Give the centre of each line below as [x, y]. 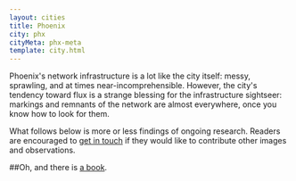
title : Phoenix [37, 26]
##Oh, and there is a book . [58, 168]
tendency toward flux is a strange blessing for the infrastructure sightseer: [146, 95]
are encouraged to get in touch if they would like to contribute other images [148, 141]
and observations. [42, 150]
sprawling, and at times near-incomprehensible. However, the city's [133, 86]
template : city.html [48, 51]
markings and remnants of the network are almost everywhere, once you [143, 104]
